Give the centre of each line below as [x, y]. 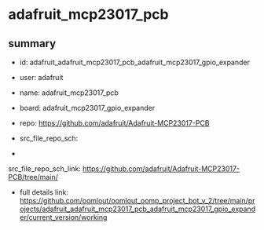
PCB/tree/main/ [33, 177]
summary [32, 44]
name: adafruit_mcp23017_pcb [69, 93]
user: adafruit [41, 77]
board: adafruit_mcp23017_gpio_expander [87, 108]
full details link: [44, 192]
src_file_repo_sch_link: [44, 169]
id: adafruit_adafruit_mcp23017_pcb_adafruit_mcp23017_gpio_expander [134, 62]
